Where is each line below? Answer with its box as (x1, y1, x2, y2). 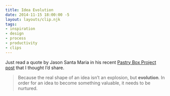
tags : (5, 21, 17, 27)
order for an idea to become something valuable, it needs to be (17, 80, 151, 86)
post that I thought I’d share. (5, 65, 65, 71)
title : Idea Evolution (5, 7, 54, 13)
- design (5, 31, 24, 36)
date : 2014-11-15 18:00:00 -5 (5, 12, 70, 17)
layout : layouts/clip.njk (5, 17, 60, 22)
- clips (5, 45, 22, 50)
